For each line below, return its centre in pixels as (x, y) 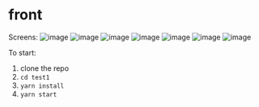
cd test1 (35, 77)
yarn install (42, 86)
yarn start (38, 94)
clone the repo (45, 68)
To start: (22, 52)
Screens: (23, 37)
